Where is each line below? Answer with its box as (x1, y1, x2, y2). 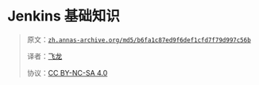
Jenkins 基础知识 (7, 7, 121, 25)
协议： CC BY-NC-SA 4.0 (26, 68, 108, 77)
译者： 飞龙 (26, 51, 63, 61)
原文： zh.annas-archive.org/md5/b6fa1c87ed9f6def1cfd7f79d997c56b (26, 35, 251, 44)
